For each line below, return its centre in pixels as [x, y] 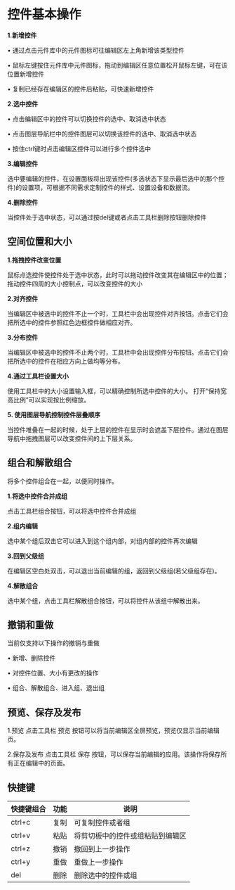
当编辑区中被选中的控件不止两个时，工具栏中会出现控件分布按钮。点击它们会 [118, 352]
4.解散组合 [23, 585]
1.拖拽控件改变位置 [34, 260]
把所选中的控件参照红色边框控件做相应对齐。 [72, 322]
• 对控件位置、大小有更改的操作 [53, 673]
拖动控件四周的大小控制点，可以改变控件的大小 [75, 284]
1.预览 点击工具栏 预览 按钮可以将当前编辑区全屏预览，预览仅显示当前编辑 [113, 731]
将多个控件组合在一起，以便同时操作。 [62, 481]
